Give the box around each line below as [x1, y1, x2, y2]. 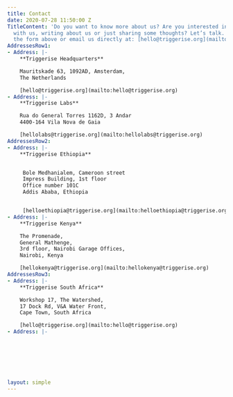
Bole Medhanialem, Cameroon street [22, 169, 126, 176]
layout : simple [7, 379, 51, 386]
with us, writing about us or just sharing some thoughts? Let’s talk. [13, 29, 225, 37]
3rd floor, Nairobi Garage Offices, [19, 246, 126, 253]
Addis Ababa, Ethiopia [22, 189, 89, 196]
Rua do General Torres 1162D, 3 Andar [19, 112, 132, 119]
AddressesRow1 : [7, 42, 51, 49]
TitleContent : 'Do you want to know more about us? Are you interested [7, 23, 218, 30]
